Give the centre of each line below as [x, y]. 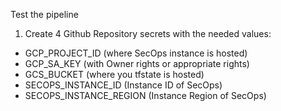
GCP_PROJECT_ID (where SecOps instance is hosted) [136, 53]
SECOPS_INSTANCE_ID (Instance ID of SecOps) [123, 85]
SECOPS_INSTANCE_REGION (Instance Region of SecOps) [145, 95]
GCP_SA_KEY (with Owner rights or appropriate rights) [137, 63]
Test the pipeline [44, 14]
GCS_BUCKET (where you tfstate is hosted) [114, 74]
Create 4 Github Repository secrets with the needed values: [148, 33]
